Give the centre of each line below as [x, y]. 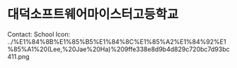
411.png [18, 56]
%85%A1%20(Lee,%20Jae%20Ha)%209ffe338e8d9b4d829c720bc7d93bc [118, 49]
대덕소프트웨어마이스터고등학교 [93, 14]
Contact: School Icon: [39, 34]
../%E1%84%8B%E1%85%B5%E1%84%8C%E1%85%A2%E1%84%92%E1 [117, 41]
